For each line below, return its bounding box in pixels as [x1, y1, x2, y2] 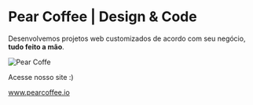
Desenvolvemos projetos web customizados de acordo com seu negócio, [8, 34, 246, 43]
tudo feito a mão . [8, 42, 64, 51]
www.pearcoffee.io [8, 87, 71, 97]
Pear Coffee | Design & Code [8, 8, 198, 26]
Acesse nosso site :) [8, 72, 74, 81]
